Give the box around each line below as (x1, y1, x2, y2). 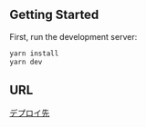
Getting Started (9, 7, 99, 23)
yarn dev (9, 57, 43, 66)
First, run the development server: (9, 31, 138, 42)
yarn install (9, 49, 59, 58)
